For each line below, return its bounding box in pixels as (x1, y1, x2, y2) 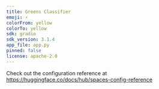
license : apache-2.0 (6, 53, 58, 59)
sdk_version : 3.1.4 (6, 36, 55, 42)
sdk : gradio (6, 31, 36, 37)
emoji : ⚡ (6, 14, 28, 20)
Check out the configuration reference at (6, 69, 107, 76)
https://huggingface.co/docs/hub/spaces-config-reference (6, 76, 153, 83)
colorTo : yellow (6, 25, 47, 32)
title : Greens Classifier (6, 8, 71, 15)
